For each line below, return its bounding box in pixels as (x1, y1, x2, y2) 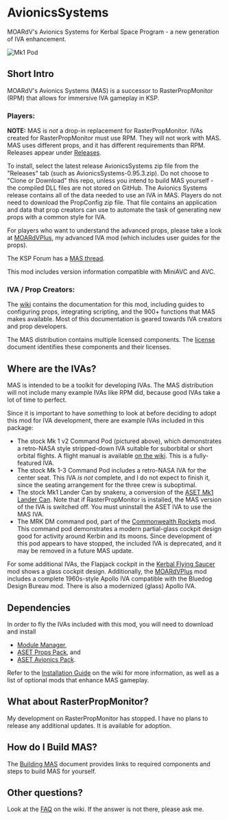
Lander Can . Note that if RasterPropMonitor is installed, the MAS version (16, 495, 221, 504)
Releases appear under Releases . (7, 149, 101, 157)
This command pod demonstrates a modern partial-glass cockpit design (16, 525, 221, 533)
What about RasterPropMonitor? (7, 696, 149, 708)
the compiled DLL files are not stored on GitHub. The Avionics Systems (7, 184, 208, 192)
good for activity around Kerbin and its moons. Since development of (16, 532, 213, 541)
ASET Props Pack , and (16, 648, 81, 656)
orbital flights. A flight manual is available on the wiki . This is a (16, 452, 193, 460)
